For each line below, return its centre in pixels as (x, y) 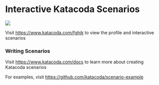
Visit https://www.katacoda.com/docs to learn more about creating (74, 62)
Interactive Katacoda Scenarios (72, 9)
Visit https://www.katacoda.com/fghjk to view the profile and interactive (80, 32)
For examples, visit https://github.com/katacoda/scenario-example (74, 77)
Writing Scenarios (28, 51)
